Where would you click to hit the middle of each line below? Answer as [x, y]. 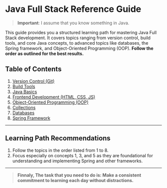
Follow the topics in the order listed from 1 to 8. [60, 150]
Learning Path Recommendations [58, 138]
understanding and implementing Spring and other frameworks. [78, 161]
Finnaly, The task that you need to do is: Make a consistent [79, 175]
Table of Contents [34, 69]
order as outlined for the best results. [44, 54]
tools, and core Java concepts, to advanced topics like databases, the [77, 43]
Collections [24, 107]
